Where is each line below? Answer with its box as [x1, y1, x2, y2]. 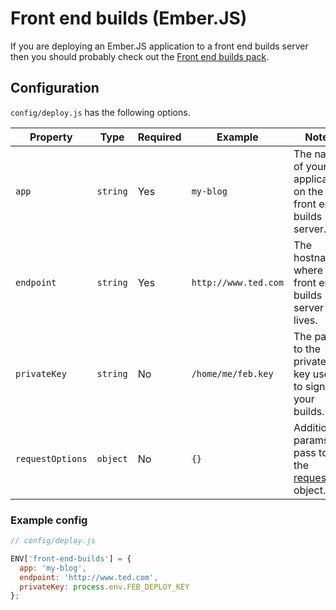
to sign [293, 379, 326, 393]
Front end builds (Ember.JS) [10, 7, 248, 30]
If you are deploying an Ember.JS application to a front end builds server [10, 40, 309, 52]
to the [293, 342, 321, 356]
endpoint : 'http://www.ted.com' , [19, 572, 159, 582]
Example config [10, 513, 88, 527]
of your [293, 159, 328, 173]
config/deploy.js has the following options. [10, 106, 191, 118]
